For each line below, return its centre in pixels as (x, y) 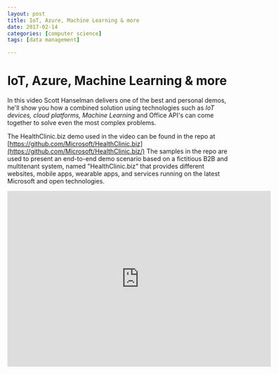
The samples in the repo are (187, 151)
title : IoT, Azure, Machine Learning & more (73, 20)
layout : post (26, 14)
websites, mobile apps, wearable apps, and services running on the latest (114, 174)
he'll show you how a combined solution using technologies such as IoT (111, 108)
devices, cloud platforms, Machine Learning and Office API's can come (111, 115)
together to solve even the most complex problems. (82, 123)
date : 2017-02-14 (33, 27)
